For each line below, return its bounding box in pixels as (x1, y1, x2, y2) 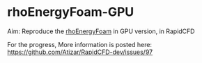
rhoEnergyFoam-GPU (7, 4, 134, 20)
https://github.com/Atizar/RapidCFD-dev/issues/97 (7, 48, 153, 56)
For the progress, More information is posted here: (7, 40, 152, 48)
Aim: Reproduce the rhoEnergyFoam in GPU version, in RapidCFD (7, 27, 195, 35)
